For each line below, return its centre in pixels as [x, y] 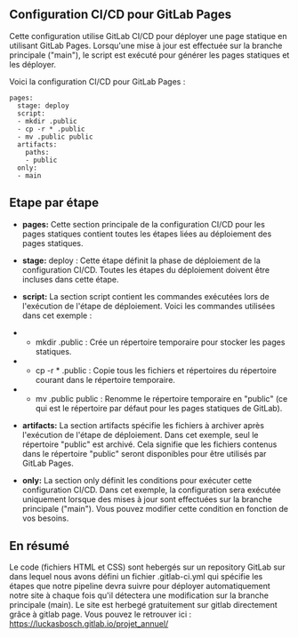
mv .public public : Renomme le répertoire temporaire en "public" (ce [161, 398]
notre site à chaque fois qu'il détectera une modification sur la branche [139, 595]
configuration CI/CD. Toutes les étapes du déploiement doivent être [145, 269]
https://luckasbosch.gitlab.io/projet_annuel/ [89, 624]
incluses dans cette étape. [70, 279]
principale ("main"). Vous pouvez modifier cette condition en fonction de [155, 508]
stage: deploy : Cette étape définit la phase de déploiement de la [141, 260]
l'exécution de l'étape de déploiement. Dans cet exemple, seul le [140, 435]
